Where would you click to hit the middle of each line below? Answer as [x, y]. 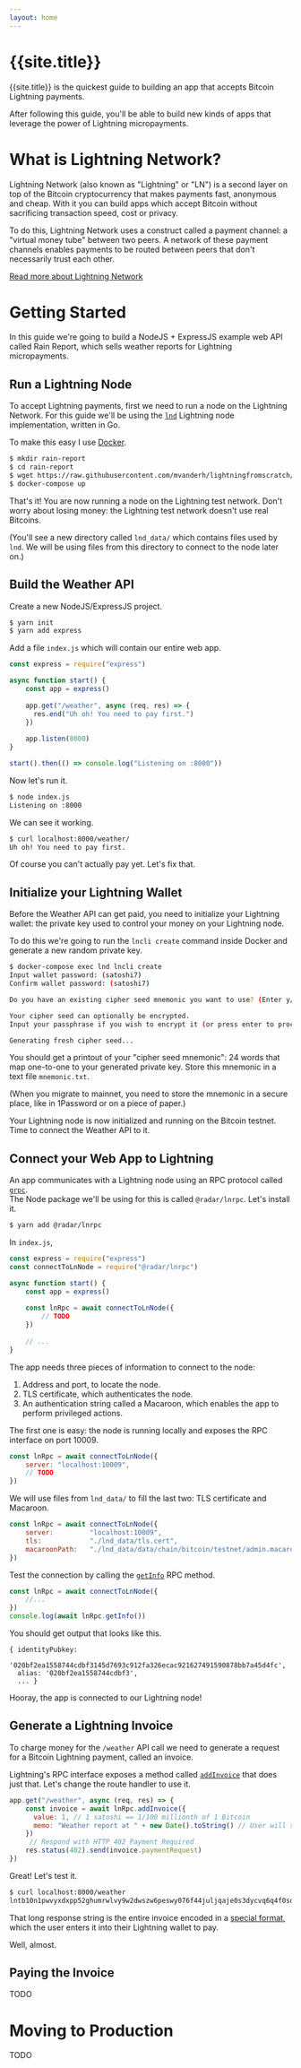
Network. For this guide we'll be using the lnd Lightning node [122, 415]
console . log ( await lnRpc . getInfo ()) [77, 1616]
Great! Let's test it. [43, 1875]
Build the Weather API [72, 585]
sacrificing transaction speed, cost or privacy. [94, 212]
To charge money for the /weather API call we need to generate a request [145, 1747]
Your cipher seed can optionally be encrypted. [100, 1016]
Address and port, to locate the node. [91, 1384]
